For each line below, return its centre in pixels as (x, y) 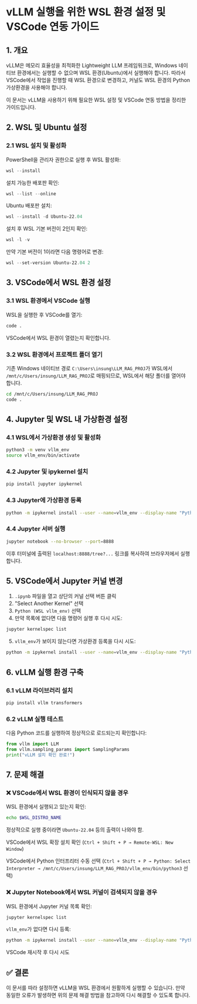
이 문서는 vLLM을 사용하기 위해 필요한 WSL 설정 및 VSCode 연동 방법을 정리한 (96, 100)
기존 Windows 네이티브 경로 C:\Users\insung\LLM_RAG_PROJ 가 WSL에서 (89, 368)
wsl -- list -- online (31, 194)
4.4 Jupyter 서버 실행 (36, 529)
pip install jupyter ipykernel (44, 484)
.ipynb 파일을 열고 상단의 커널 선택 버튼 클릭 (65, 596)
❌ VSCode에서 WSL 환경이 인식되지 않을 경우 (67, 793)
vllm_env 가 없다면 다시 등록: (39, 929)
